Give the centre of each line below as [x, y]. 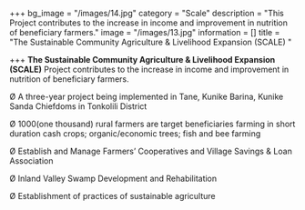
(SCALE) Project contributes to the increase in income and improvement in [149, 69]
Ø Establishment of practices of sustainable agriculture [112, 196]
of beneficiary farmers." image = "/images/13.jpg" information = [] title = [145, 32]
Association [31, 161]
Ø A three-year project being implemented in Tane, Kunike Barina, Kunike [147, 96]
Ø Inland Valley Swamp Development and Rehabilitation [113, 178]
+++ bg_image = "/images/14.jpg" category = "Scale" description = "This [147, 13]
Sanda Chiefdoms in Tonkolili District [78, 106]
